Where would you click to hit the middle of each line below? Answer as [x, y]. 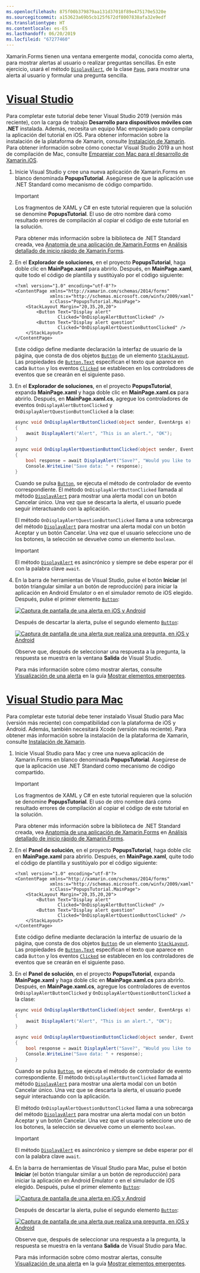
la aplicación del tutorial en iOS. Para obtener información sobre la [87, 135]
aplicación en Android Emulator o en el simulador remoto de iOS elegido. [104, 592]
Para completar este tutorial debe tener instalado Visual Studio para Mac [95, 716]
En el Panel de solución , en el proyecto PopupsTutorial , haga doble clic [103, 850]
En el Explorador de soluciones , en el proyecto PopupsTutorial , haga [100, 262]
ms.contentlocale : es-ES [37, 28]
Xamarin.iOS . [22, 160]
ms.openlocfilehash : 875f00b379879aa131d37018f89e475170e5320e [86, 12]
